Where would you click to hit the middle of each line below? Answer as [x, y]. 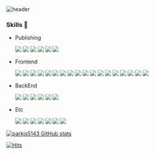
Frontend [26, 62]
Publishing [28, 38]
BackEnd [26, 86]
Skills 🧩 [17, 25]
